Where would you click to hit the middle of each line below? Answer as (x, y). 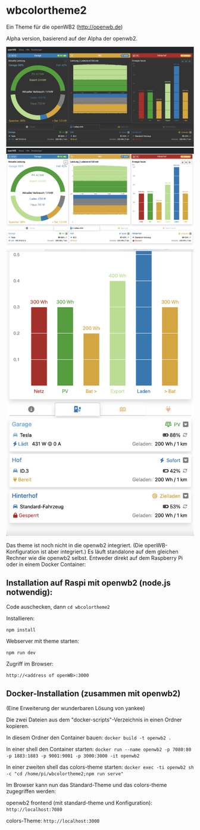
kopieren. (18, 726)
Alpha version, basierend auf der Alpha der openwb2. (72, 38)
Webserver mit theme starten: (43, 641)
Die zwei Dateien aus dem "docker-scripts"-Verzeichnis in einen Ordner (94, 720)
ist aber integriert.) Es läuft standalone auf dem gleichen (110, 552)
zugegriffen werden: (31, 791)
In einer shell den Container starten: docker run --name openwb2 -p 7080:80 (99, 749)
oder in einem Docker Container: (46, 565)
